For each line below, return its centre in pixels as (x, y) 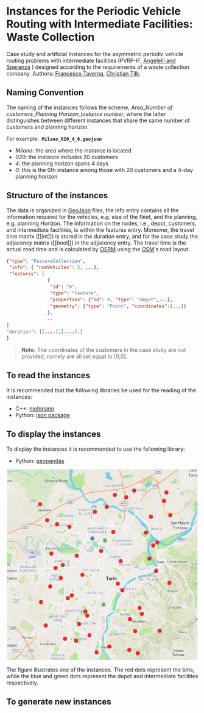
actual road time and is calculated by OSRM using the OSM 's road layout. (98, 249)
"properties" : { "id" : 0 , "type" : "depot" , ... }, (111, 299)
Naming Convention (45, 93)
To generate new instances (59, 702)
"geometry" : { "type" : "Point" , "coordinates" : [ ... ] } (118, 306)
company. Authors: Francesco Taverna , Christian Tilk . (74, 73)
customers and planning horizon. (48, 127)
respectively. (22, 683)
